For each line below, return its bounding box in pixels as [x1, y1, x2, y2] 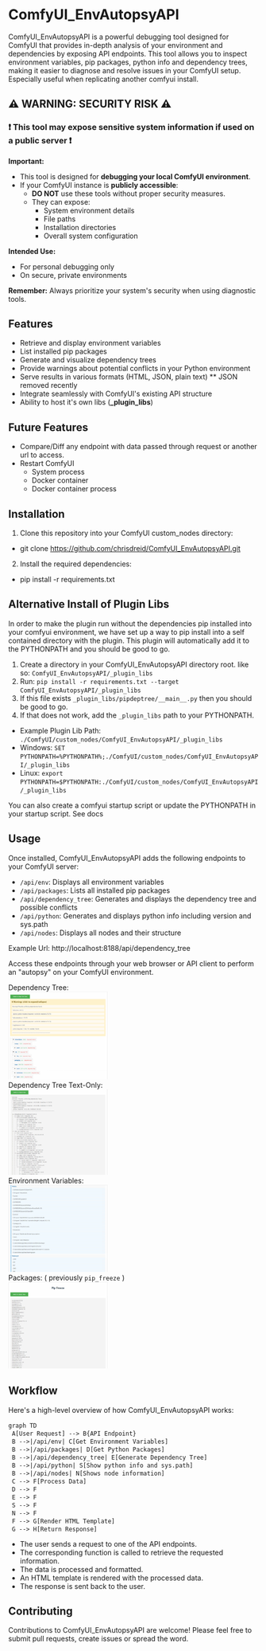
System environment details [43, 205, 135, 215]
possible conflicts [19, 902, 78, 912]
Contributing [8, 1604, 73, 1618]
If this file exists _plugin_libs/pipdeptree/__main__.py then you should [19, 693, 253, 702]
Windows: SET [19, 742, 66, 752]
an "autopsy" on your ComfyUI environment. [8, 967, 154, 976]
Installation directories [43, 222, 117, 232]
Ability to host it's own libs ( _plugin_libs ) [19, 397, 153, 407]
